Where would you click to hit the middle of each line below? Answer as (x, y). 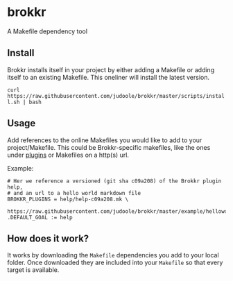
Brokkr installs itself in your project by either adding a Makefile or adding (111, 69)
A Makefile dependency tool (48, 31)
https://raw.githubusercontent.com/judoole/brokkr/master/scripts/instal (116, 96)
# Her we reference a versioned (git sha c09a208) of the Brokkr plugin (114, 181)
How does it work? (48, 238)
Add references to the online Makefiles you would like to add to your (105, 140)
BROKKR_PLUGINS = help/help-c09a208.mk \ (68, 199)
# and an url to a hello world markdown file (74, 193)
